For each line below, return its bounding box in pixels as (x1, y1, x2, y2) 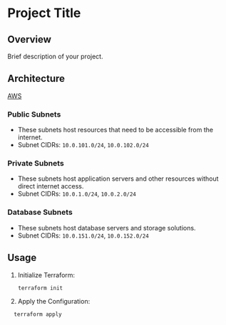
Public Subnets (7, 109, 61, 119)
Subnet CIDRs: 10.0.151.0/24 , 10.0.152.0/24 (17, 231, 150, 240)
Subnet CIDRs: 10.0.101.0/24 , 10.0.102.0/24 (17, 141, 150, 149)
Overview (7, 33, 52, 46)
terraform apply (14, 311, 62, 318)
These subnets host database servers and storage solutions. (17, 223, 196, 232)
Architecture (7, 73, 66, 85)
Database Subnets (7, 208, 73, 218)
